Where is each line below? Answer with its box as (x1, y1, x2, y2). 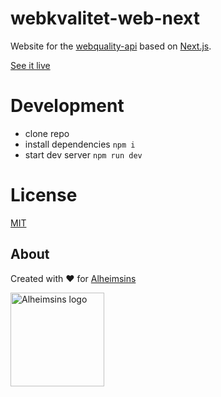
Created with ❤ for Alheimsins (10, 272, 137, 284)
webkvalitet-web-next (10, 7, 200, 30)
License (10, 184, 78, 207)
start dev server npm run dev (24, 148, 143, 161)
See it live (10, 59, 51, 71)
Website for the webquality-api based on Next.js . (10, 40, 212, 52)
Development (10, 95, 125, 117)
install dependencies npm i (24, 138, 136, 150)
